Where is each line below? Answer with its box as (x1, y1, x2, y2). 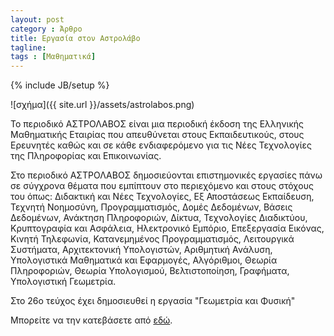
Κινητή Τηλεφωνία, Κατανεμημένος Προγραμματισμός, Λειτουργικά (10, 233, 295, 245)
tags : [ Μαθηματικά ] (10, 52, 97, 62)
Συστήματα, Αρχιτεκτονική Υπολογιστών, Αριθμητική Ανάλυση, (10, 244, 273, 256)
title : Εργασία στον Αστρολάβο (10, 33, 141, 43)
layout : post (10, 14, 65, 25)
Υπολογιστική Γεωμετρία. (10, 276, 117, 288)
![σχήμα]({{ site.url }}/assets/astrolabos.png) (10, 99, 195, 111)
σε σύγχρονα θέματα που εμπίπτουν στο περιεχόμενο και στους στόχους (10, 180, 314, 192)
